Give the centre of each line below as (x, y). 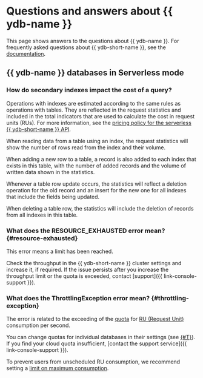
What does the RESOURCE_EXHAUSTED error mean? (86, 231)
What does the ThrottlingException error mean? (78, 298)
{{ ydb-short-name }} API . (39, 129)
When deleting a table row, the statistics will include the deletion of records (100, 208)
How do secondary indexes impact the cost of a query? (89, 90)
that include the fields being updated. (53, 197)
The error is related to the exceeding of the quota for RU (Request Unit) (95, 319)
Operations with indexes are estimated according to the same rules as (93, 103)
